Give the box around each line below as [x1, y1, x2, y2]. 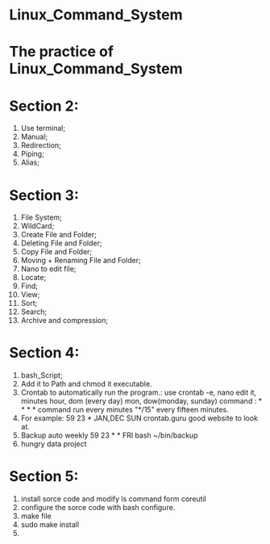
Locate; [20, 273, 47, 282]
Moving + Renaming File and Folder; [20, 256, 141, 266]
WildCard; [20, 221, 55, 231]
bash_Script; [20, 370, 63, 380]
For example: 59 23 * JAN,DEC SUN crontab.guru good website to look [20, 413, 259, 423]
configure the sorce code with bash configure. [20, 503, 176, 513]
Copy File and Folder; [20, 247, 93, 257]
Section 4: [9, 344, 80, 362]
